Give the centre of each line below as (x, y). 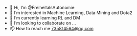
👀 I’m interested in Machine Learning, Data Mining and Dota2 (71, 13)
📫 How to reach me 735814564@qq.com (52, 28)
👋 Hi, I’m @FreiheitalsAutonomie (42, 8)
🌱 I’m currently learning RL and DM (45, 18)
